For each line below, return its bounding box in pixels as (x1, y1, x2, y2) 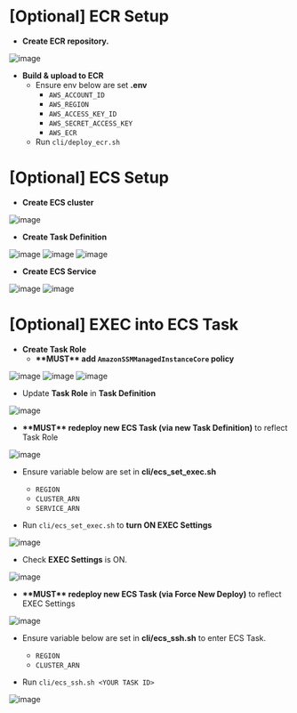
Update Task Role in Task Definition (21, 387, 157, 398)
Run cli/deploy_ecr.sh (35, 136, 120, 147)
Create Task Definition (21, 231, 108, 242)
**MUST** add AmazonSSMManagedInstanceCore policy (35, 353, 235, 364)
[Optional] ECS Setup (9, 167, 169, 188)
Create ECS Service (21, 265, 97, 277)
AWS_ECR (48, 128, 77, 137)
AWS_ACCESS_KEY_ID (48, 109, 117, 118)
